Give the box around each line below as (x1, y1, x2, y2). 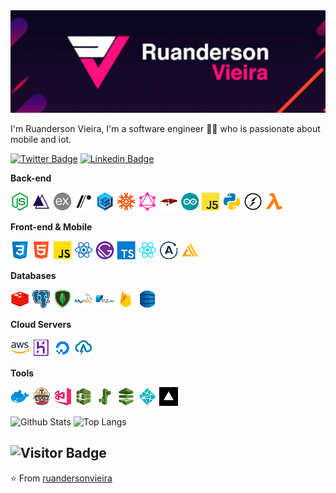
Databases (10, 269, 57, 281)
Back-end (10, 172, 52, 184)
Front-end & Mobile (10, 220, 93, 233)
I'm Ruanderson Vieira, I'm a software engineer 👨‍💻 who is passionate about (10, 122, 321, 134)
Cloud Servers (10, 318, 72, 330)
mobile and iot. (10, 133, 72, 145)
